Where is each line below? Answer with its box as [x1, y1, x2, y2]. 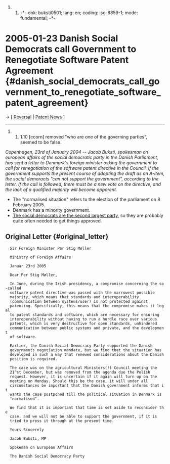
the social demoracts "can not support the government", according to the [5, 175, 159, 181]
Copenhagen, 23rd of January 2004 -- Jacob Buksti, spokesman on [5, 149, 148, 155]
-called [5, 286, 22, 291]
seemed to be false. [20, 139, 62, 145]
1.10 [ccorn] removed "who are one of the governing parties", [20, 133, 148, 140]
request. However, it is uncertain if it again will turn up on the [10, 374, 157, 379]
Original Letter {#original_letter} [5, 233, 109, 241]
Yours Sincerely [10, 427, 44, 432]
